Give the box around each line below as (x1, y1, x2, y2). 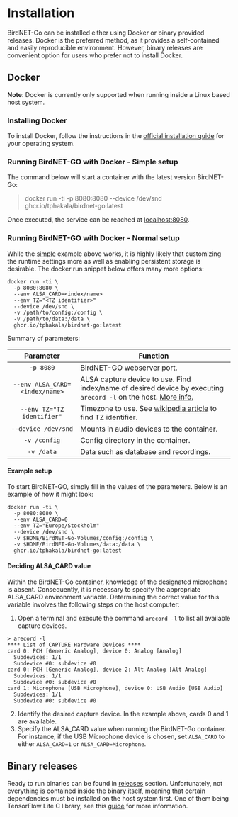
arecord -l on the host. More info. (80, 392, 193, 402)
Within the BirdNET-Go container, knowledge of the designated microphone (7, 577, 228, 586)
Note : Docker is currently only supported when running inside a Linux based (7, 90, 230, 98)
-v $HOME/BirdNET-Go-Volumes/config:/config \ (13, 534, 154, 541)
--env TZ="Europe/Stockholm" (13, 522, 100, 529)
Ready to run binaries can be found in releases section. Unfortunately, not (7, 779, 223, 787)
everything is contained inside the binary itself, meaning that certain (7, 787, 206, 795)
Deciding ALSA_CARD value (7, 562, 91, 570)
